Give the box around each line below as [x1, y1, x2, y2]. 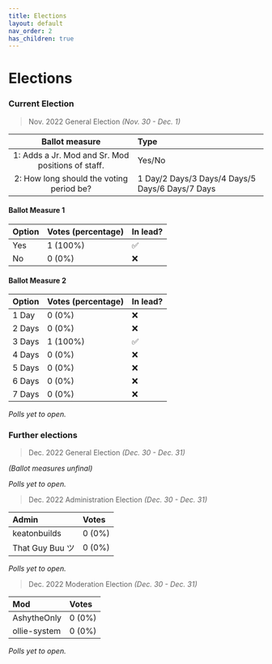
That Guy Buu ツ [12, 543, 75, 554]
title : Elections [8, 11, 67, 20]
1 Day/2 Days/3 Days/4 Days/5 [137, 172, 257, 184]
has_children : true [8, 34, 74, 43]
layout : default [8, 19, 63, 28]
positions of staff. [37, 160, 104, 171]
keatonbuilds [12, 528, 62, 539]
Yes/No [137, 155, 166, 166]
